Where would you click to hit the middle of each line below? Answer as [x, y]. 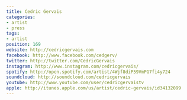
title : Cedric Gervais [34, 11]
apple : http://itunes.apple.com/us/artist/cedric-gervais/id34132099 [94, 88]
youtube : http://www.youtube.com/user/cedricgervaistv [75, 83]
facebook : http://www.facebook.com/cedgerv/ [62, 55]
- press [16, 28]
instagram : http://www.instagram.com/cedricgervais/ [72, 66]
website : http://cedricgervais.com [50, 50]
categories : [21, 17]
